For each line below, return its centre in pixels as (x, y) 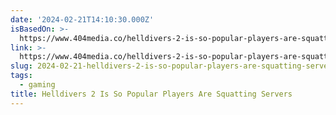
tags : (21, 76)
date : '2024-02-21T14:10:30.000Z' (82, 19)
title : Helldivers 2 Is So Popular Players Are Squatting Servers (151, 94)
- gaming (37, 85)
